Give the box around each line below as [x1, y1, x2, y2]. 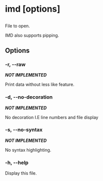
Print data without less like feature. [5, 81, 74, 87]
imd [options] [5, 3, 61, 15]
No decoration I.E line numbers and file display [5, 114, 99, 120]
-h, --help [5, 159, 29, 166]
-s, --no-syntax [5, 126, 43, 133]
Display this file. [5, 170, 37, 176]
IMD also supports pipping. [5, 32, 59, 38]
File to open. [5, 23, 30, 29]
